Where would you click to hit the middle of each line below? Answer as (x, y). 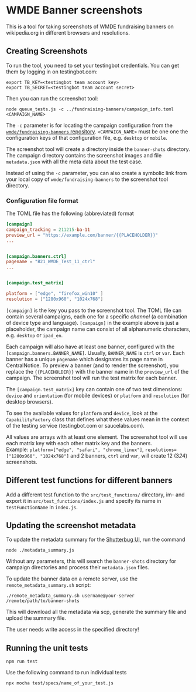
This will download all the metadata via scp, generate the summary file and (96, 612)
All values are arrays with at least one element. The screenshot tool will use (97, 437)
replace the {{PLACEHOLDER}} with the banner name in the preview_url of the (97, 371)
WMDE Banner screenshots (75, 10)
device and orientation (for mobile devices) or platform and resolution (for (98, 395)
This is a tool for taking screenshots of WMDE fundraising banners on (90, 26)
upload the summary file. (36, 618)
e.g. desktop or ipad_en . (35, 335)
